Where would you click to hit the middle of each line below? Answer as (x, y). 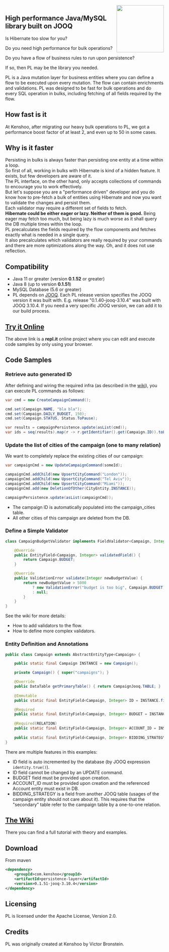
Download (21, 848)
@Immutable (26, 696)
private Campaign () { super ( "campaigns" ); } (62, 673)
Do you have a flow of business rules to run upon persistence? (70, 58)
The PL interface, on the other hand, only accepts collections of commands (83, 181)
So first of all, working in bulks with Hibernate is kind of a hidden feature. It (82, 171)
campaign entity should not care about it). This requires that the (78, 799)
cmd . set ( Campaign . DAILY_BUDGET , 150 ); (46, 414)
